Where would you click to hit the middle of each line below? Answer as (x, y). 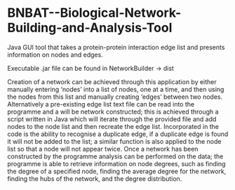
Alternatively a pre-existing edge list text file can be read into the (101, 104)
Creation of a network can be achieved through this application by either (112, 81)
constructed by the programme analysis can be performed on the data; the (115, 156)
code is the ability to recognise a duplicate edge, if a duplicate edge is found (118, 134)
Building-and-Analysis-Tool (90, 28)
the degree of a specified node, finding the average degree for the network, (117, 171)
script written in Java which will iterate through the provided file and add (112, 119)
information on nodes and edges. (55, 55)
